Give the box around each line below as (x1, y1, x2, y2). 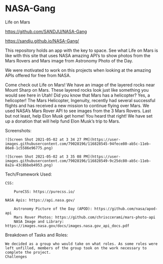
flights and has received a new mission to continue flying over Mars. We (5, 102, 149, 108)
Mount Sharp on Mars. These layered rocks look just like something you (5, 87, 149, 93)
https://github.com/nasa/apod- (94, 206, 158, 211)
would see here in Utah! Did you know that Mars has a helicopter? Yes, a (5, 92, 150, 98)
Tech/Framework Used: (5, 171, 52, 177)
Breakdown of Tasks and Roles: (5, 232, 68, 238)
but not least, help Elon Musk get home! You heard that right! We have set (5, 113, 153, 119)
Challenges (5, 254, 27, 259)
